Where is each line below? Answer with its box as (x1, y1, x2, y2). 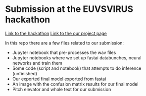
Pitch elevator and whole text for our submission (12, 86, 111, 92)
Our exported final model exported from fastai (12, 76, 106, 82)
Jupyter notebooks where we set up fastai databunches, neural (12, 54, 142, 60)
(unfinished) (12, 70, 38, 76)
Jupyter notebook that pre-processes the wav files (12, 49, 116, 55)
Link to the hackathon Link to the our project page (5, 30, 107, 36)
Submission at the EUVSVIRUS (5, 3, 134, 15)
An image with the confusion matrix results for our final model (12, 81, 139, 87)
